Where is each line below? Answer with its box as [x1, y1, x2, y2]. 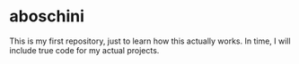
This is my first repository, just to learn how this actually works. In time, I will [9, 36, 291, 46]
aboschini [9, 6, 85, 27]
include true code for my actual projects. [9, 44, 160, 55]
